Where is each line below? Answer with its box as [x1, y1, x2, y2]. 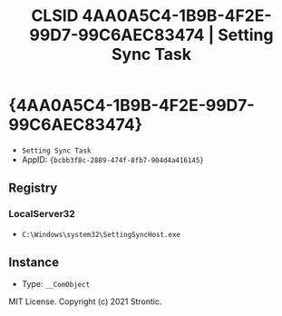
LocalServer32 [8, 208, 76, 221]
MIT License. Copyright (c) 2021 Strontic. [8, 296, 162, 307]
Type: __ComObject [21, 279, 91, 290]
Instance [8, 255, 60, 271]
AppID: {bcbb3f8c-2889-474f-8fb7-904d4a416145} [21, 153, 205, 164]
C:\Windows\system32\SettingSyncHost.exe [21, 230, 180, 239]
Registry [8, 181, 58, 196]
